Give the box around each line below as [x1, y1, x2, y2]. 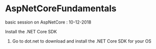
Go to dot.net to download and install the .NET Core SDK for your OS [12, 38, 152, 44]
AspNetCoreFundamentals [5, 3, 117, 14]
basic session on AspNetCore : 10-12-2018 [5, 19, 92, 25]
